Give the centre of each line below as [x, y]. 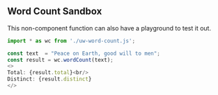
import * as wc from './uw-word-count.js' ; [71, 41]
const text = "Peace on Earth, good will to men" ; [84, 53]
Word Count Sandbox [55, 11]
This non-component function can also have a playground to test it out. [109, 28]
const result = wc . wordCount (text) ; [60, 60]
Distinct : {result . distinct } [49, 79]
